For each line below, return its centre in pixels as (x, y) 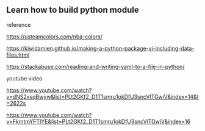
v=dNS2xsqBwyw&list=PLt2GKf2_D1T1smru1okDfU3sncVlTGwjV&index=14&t (103, 96)
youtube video (24, 78)
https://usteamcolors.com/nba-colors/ (54, 37)
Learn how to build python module (73, 10)
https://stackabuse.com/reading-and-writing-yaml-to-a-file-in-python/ (95, 66)
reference (19, 24)
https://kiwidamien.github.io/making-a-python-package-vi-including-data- (100, 48)
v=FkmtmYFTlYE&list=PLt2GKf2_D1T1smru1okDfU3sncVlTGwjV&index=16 (99, 121)
